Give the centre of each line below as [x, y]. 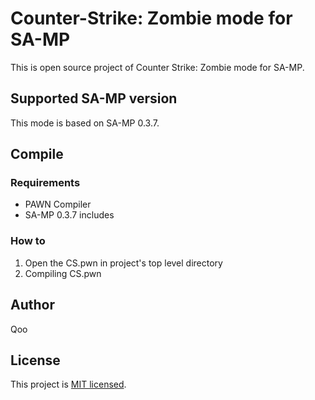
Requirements [45, 183]
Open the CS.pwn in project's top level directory [123, 263]
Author [32, 305]
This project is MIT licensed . [68, 384]
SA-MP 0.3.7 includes [69, 215]
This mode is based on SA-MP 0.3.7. [85, 123]
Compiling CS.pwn [63, 273]
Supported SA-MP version [94, 98]
